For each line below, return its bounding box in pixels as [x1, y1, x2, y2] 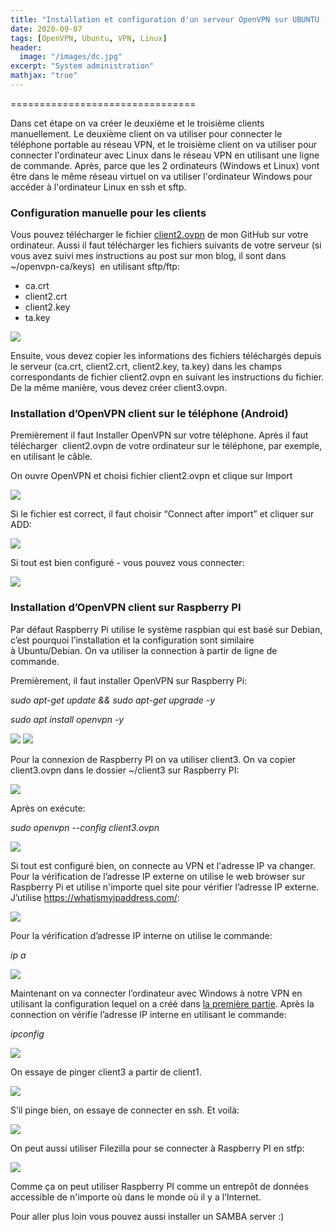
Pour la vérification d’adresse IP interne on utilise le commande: [10, 929, 273, 941]
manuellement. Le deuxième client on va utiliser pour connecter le [10, 127, 283, 140]
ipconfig [10, 1027, 45, 1040]
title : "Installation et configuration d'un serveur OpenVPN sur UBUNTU [10, 14, 320, 25]
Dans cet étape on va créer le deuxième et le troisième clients [10, 117, 265, 129]
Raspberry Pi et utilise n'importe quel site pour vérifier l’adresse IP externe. [10, 881, 320, 893]
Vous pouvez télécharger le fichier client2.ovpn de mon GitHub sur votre [10, 229, 309, 241]
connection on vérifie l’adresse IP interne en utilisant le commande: [10, 1008, 287, 1020]
